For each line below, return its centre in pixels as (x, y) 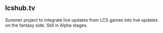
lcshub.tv (20, 8)
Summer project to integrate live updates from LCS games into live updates (81, 20)
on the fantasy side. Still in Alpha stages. (46, 25)
